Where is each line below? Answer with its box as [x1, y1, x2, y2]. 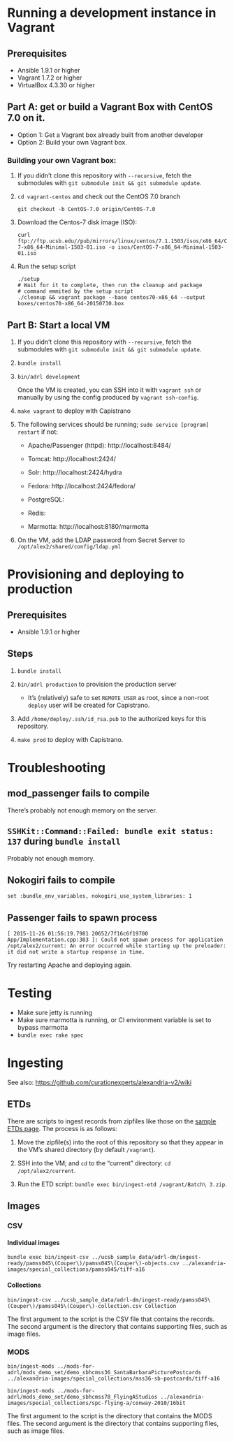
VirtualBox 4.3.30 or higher [17, 81, 96, 89]
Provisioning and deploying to [7, 567, 184, 583]
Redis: [27, 509, 46, 517]
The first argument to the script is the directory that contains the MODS [7, 1411, 212, 1420]
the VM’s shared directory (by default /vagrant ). [17, 1145, 156, 1153]
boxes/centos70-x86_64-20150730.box [17, 300, 124, 307]
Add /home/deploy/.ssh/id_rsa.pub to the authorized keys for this [17, 714, 207, 722]
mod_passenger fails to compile [7, 787, 150, 799]
